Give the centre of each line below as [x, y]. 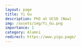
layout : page [19, 10]
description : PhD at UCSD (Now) [38, 19]
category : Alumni [23, 32]
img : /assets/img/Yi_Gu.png [34, 23]
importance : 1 [20, 28]
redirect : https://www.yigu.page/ [41, 37]
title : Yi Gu [19, 14]
